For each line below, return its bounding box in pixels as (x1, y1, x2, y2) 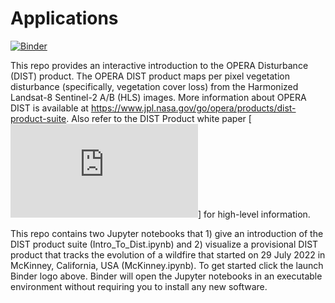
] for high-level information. (198, 208, 311, 220)
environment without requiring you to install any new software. (10, 280, 268, 292)
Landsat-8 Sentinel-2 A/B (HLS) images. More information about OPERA (10, 91, 307, 103)
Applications (10, 7, 119, 30)
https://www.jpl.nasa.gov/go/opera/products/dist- (90, 102, 297, 114)
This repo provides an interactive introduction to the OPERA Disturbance (10, 59, 309, 71)
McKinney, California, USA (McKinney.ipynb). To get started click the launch (10, 259, 324, 271)
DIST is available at (10, 102, 89, 114)
